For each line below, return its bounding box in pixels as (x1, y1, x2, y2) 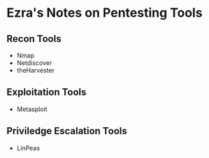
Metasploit (16, 105, 48, 113)
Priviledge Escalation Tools (6, 125, 127, 137)
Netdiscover (16, 59, 52, 67)
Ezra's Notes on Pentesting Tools (6, 5, 203, 21)
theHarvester (16, 66, 55, 74)
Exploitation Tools (6, 86, 87, 99)
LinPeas (16, 143, 40, 152)
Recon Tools (6, 33, 62, 45)
